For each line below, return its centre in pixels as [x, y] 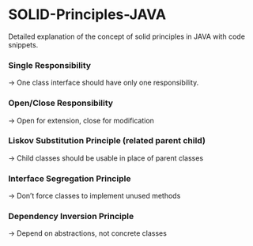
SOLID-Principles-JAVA [87, 15]
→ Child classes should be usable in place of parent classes [106, 158]
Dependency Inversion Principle [71, 217]
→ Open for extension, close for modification [81, 120]
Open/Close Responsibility [60, 103]
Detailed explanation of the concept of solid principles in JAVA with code [126, 36]
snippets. [23, 44]
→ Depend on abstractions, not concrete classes [88, 233]
